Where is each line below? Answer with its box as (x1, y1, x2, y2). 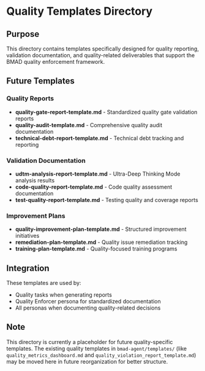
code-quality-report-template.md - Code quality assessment (15, 183, 173, 190)
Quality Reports (6, 94, 54, 103)
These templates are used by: (6, 279, 81, 287)
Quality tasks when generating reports (15, 291, 112, 299)
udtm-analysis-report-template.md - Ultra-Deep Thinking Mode (15, 170, 181, 178)
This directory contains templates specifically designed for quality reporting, (6, 45, 199, 52)
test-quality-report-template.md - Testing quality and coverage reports (15, 196, 199, 203)
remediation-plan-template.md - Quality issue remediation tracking (15, 238, 188, 246)
